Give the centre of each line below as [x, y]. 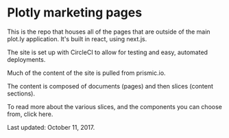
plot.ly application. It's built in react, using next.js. [77, 38]
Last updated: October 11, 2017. [51, 127]
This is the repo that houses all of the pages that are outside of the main [109, 32]
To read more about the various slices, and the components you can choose [115, 106]
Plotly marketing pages [75, 13]
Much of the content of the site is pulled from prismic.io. [86, 73]
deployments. [26, 59]
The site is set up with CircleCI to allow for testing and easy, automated [107, 52]
